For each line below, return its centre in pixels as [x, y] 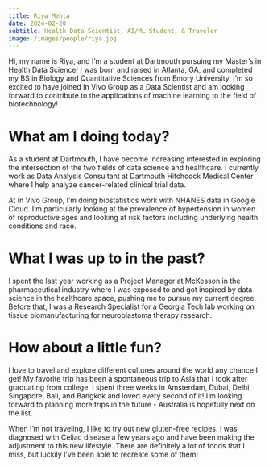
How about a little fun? [85, 348]
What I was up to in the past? [107, 259]
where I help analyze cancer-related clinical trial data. [97, 185]
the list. [21, 413]
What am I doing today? [89, 137]
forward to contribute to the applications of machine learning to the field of [132, 96]
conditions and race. [42, 226]
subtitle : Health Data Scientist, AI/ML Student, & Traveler [113, 31]
